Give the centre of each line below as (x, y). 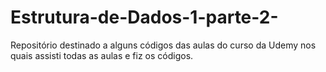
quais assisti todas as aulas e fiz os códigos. (102, 55)
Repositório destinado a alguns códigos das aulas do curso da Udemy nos (163, 45)
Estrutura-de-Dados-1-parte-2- (144, 17)
